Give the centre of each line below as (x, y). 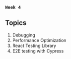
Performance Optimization (39, 40)
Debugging (24, 35)
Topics (16, 23)
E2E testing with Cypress (38, 51)
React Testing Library (34, 45)
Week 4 (13, 7)
